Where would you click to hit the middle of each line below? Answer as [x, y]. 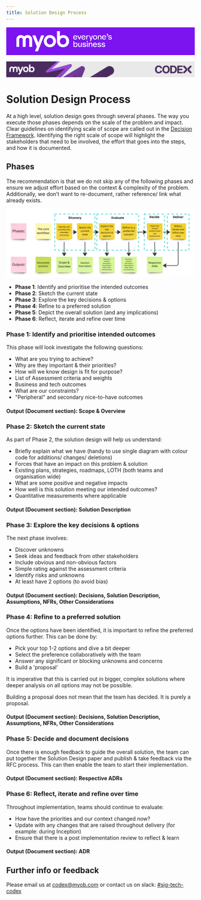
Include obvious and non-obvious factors [66, 562]
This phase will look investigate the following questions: [75, 347]
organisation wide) [38, 477]
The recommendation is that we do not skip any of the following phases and [100, 181]
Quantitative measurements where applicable [71, 496]
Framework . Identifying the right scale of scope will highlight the [86, 135]
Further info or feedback [53, 870]
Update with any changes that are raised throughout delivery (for [95, 825]
